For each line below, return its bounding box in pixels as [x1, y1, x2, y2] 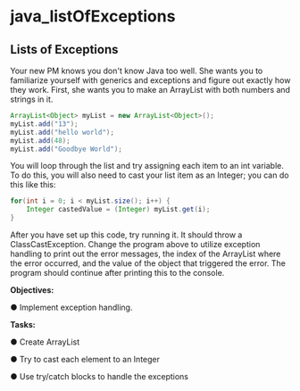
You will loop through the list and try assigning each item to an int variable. [10, 161, 284, 171]
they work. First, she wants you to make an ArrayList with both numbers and [10, 85, 291, 95]
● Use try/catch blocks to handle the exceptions [10, 371, 188, 381]
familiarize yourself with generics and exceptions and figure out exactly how [10, 75, 291, 86]
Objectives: [10, 285, 54, 295]
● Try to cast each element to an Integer [10, 354, 160, 364]
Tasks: [10, 320, 36, 329]
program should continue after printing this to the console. [10, 268, 225, 278]
